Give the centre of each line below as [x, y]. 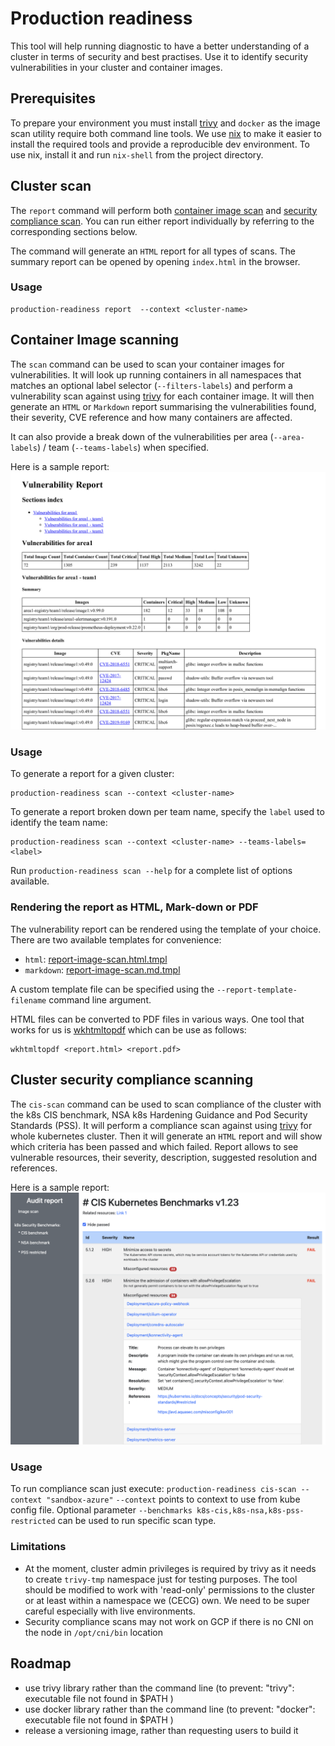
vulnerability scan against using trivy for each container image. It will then [162, 396]
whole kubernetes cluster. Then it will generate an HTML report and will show [166, 1136]
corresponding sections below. [74, 231]
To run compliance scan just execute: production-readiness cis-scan [153, 1489]
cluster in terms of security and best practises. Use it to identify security [159, 56]
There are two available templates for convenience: [116, 939]
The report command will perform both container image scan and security [164, 210]
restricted [33, 1522]
